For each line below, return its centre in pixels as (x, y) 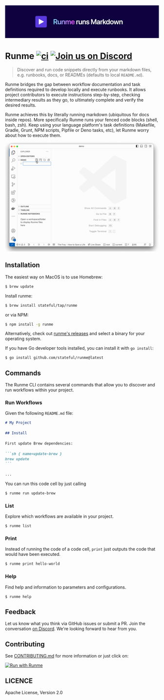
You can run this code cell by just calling (46, 484)
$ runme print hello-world (32, 564)
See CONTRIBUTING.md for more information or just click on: (67, 656)
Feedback (20, 612)
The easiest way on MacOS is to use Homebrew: (54, 277)
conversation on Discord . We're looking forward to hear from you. (71, 629)
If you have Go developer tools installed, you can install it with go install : (79, 348)
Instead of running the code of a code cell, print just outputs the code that (80, 549)
